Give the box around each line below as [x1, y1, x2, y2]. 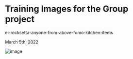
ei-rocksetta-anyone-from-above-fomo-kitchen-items [5, 29, 113, 35]
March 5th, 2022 [5, 39, 39, 44]
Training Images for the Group [5, 3, 129, 15]
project [5, 14, 35, 25]
